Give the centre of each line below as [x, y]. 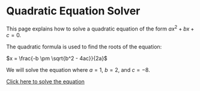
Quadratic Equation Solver [73, 11]
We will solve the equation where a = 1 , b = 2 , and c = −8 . [78, 69]
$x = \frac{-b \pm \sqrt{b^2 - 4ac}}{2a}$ [57, 58]
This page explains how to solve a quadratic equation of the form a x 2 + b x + [100, 28]
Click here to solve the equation [46, 81]
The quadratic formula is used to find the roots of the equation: [84, 47]
